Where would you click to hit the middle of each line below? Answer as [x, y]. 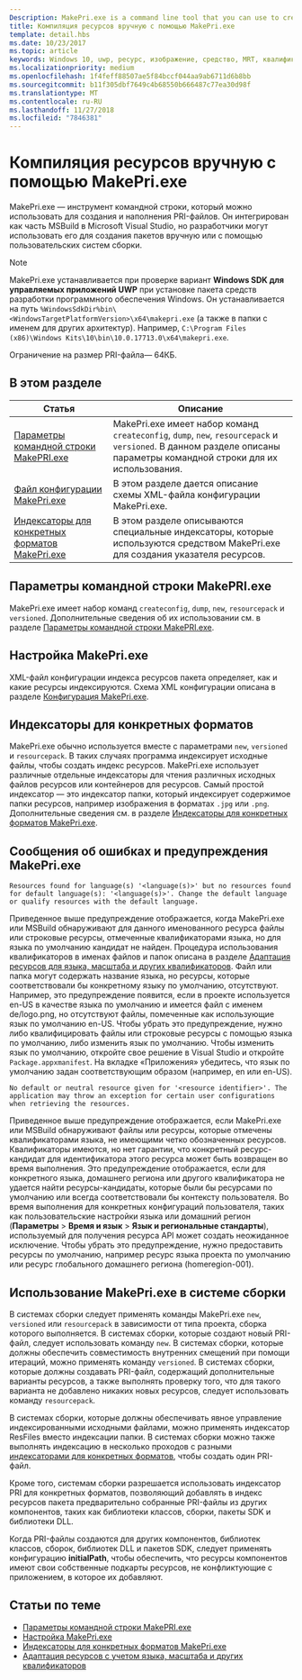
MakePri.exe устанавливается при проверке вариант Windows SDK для [147, 280]
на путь [24, 309]
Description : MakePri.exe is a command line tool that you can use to [144, 18]
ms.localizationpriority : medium [72, 68]
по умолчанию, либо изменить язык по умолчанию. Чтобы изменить [142, 1043]
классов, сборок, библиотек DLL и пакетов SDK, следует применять [141, 1548]
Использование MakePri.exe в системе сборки [147, 1292]
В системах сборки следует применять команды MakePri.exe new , [136, 1314]
